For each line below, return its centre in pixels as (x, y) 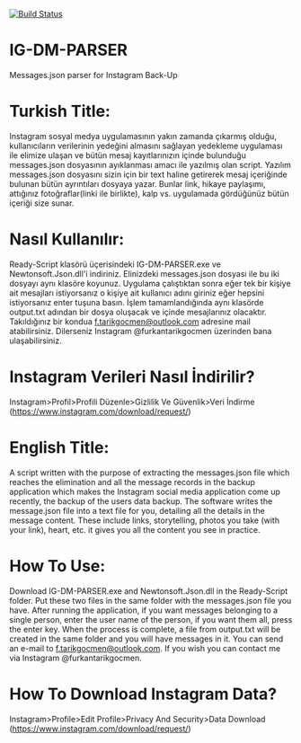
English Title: (59, 447)
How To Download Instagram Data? (143, 694)
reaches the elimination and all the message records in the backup (133, 482)
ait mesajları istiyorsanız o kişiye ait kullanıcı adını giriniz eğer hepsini (137, 293)
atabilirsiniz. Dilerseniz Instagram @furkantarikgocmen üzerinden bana (141, 331)
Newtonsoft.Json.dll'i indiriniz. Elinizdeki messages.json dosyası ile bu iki (145, 273)
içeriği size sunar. (42, 203)
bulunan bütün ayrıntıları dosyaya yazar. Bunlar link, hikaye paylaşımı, (137, 183)
